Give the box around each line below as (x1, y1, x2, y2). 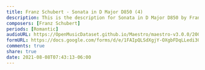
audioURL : (6, 32, 32, 38)
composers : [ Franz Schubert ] (6, 20, 81, 26)
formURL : (6, 37, 29, 43)
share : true (6, 49, 37, 55)
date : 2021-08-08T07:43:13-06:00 (6, 54, 92, 60)
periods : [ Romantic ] (6, 26, 59, 32)
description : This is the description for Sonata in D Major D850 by (6, 15, 187, 21)
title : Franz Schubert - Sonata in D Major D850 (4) (6, 9, 143, 15)
